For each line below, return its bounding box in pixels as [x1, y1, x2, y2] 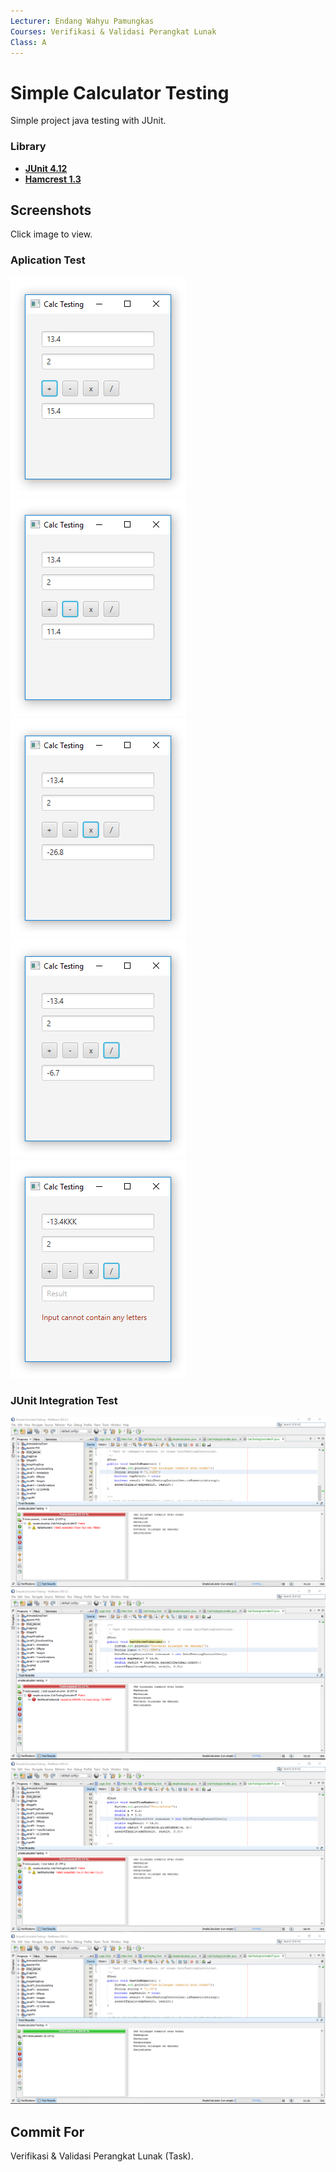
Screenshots [10, 202, 92, 219]
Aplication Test [10, 253, 86, 267]
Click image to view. [10, 228, 93, 240]
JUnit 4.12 [24, 162, 68, 174]
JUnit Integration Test [10, 1393, 118, 1407]
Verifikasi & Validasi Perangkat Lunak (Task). [10, 2150, 194, 2162]
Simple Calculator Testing [10, 81, 230, 104]
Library [10, 140, 47, 154]
